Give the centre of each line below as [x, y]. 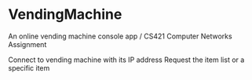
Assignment [27, 44]
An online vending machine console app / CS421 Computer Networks [121, 36]
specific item [29, 67]
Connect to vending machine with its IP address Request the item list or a [126, 60]
